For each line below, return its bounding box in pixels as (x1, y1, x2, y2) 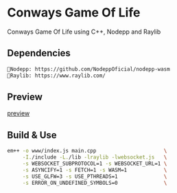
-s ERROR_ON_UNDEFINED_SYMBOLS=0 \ (22, 179, 167, 186)
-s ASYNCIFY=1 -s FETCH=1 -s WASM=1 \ (22, 166, 167, 173)
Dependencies (7, 47, 71, 59)
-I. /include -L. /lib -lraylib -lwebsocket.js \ (22, 154, 167, 161)
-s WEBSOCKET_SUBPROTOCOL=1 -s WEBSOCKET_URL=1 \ (22, 160, 167, 167)
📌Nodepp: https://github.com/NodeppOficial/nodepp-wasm (7, 65, 170, 73)
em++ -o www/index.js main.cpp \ (7, 148, 167, 155)
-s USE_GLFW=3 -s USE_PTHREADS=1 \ (22, 173, 167, 180)
